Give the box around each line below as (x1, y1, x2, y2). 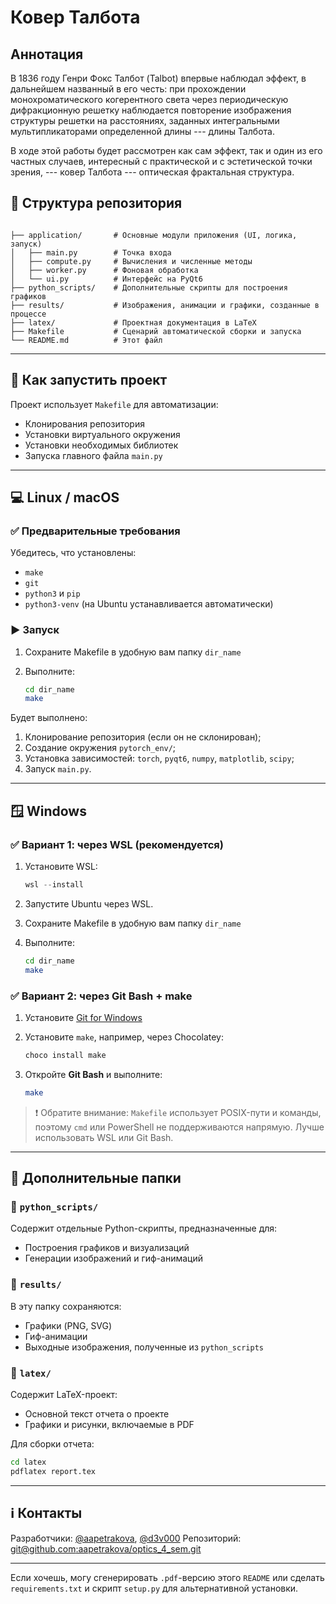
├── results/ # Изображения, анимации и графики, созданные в (10, 300, 320, 310)
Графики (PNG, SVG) (24, 1319, 113, 1331)
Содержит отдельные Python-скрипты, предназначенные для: (10, 1222, 278, 1235)
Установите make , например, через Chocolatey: (24, 1031, 225, 1043)
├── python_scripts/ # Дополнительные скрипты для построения (10, 282, 288, 293)
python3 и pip (24, 587, 81, 600)
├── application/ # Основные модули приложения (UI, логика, (10, 230, 298, 240)
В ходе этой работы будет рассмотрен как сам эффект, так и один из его (10, 145, 323, 156)
